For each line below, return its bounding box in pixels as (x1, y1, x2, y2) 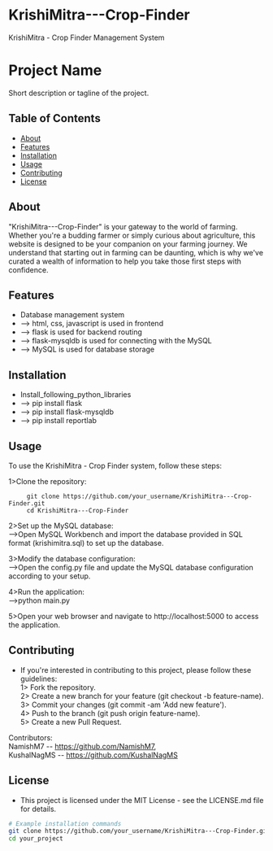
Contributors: (8, 732, 53, 742)
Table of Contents (8, 111, 102, 125)
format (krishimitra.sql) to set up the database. (8, 538, 164, 548)
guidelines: (19, 674, 58, 683)
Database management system (19, 310, 125, 320)
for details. (19, 804, 57, 814)
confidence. (8, 264, 49, 274)
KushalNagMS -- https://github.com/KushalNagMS (8, 750, 179, 760)
